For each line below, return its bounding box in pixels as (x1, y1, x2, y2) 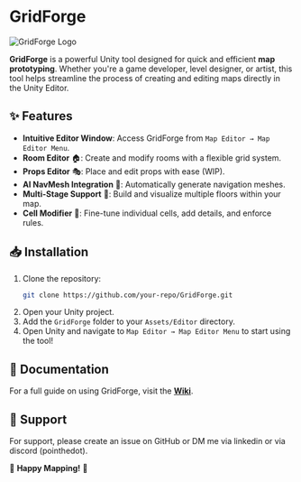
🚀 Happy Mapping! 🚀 (9, 463, 88, 474)
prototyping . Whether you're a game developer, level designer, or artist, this (9, 63, 293, 74)
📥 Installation (9, 245, 89, 260)
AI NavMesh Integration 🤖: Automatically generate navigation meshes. (22, 179, 286, 190)
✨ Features (9, 108, 73, 124)
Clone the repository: (22, 273, 102, 283)
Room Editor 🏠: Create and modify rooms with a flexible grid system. (22, 152, 282, 163)
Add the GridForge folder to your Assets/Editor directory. (22, 316, 236, 327)
